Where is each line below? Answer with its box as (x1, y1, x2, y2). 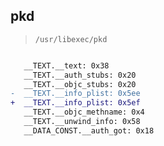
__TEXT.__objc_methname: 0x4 (23, 107, 145, 118)
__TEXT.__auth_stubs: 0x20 (23, 70, 137, 80)
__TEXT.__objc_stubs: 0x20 (23, 79, 137, 89)
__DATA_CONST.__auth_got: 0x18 (23, 125, 155, 136)
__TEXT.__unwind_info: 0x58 (23, 117, 141, 127)
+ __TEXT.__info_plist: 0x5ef (10, 98, 141, 108)
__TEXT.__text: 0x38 (23, 60, 110, 71)
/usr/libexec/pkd (34, 34, 108, 44)
